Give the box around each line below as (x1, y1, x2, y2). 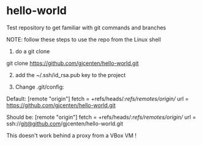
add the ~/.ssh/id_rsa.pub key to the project (15, 71, 126, 78)
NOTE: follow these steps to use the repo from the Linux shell (6, 35, 161, 43)
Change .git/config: (15, 83, 64, 91)
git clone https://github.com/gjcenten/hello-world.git (6, 59, 139, 67)
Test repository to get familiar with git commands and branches (6, 24, 166, 31)
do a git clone (15, 47, 50, 55)
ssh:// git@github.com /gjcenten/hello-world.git (6, 120, 124, 127)
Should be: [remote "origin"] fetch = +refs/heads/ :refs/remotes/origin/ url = (6, 113, 196, 121)
